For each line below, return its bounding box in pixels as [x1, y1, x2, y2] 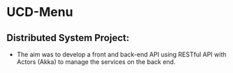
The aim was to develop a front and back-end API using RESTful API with [16, 50, 227, 58]
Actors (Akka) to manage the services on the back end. [16, 58, 176, 66]
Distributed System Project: [6, 32, 130, 44]
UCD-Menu [6, 4, 74, 20]
